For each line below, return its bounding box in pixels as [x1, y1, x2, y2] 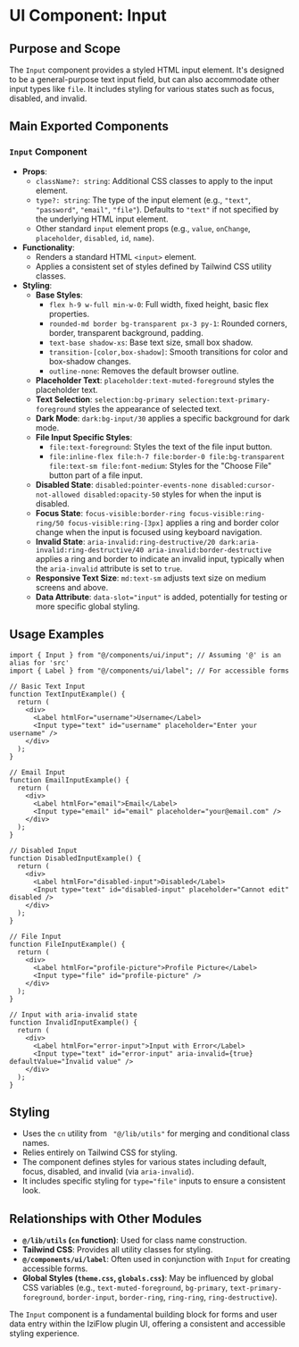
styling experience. [9, 1328, 80, 1339]
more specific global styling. [35, 600, 140, 612]
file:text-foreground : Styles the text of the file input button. [48, 441, 273, 452]
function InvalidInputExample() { [9, 1017, 138, 1027]
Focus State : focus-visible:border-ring [35, 507, 186, 518]
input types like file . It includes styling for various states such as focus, [9, 84, 275, 94]
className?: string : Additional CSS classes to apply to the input [35, 175, 273, 186]
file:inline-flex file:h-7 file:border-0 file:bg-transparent [48, 452, 286, 461]
